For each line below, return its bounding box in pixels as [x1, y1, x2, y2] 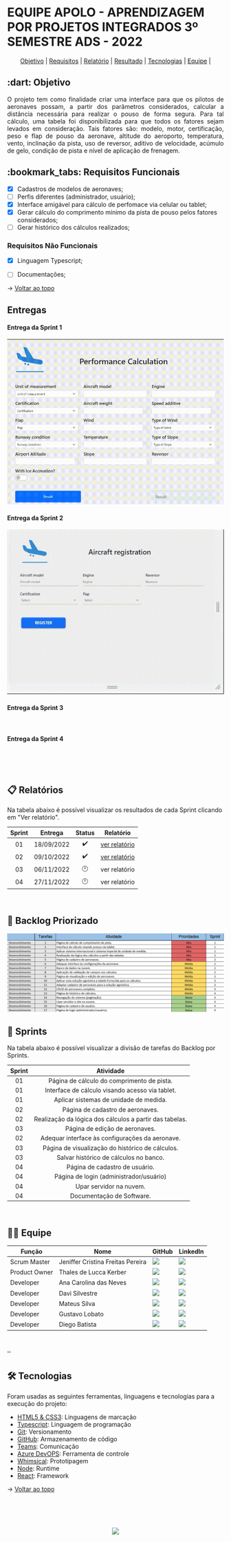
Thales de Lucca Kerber [58, 1268, 127, 1276]
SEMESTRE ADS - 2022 [7, 34, 143, 50]
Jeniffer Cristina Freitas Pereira [58, 1257, 146, 1266]
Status [75, 829, 95, 837]
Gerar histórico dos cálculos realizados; [16, 223, 130, 231]
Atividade [96, 1067, 125, 1075]
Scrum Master [10, 1257, 50, 1266]
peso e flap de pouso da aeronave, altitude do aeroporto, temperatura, [7, 132, 224, 140]
